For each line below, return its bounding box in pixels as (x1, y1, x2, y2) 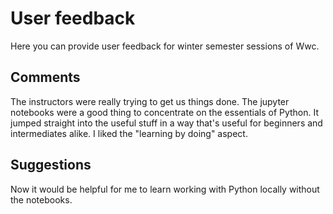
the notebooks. (10, 193, 73, 206)
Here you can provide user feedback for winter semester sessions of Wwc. (10, 40, 320, 52)
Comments (10, 69, 81, 86)
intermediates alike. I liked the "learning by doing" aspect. (10, 127, 248, 139)
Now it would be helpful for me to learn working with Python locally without (10, 183, 320, 195)
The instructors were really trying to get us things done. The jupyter (10, 95, 290, 107)
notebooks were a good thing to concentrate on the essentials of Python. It (10, 106, 320, 118)
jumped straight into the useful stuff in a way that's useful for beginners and (10, 117, 323, 129)
